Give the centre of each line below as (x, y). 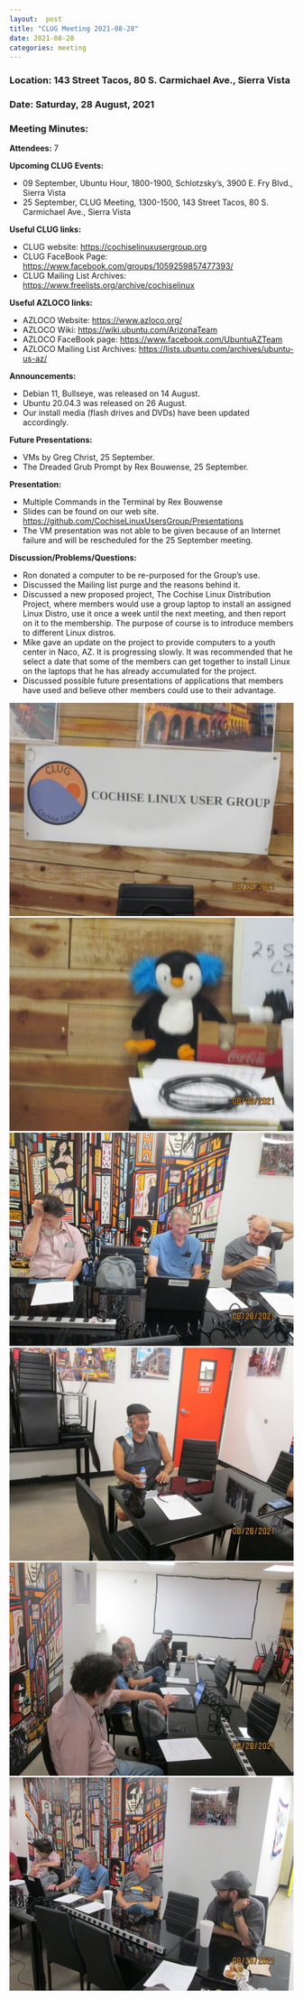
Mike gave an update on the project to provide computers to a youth (149, 643)
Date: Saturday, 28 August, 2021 (82, 105)
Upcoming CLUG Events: (56, 166)
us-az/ (35, 359)
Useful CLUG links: (46, 229)
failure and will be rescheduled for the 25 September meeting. (138, 541)
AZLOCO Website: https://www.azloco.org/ (102, 320)
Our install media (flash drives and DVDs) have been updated (136, 413)
